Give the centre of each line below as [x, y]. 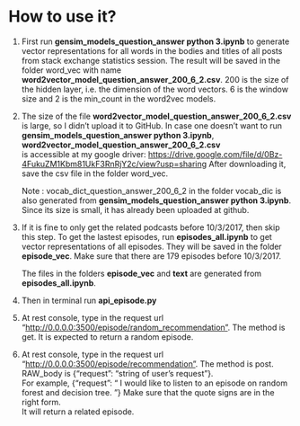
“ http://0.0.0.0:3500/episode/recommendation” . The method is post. [148, 364]
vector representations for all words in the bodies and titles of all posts [152, 50]
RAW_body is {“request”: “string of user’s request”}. [117, 373]
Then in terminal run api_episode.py [89, 300]
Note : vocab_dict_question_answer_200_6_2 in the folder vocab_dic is [151, 191]
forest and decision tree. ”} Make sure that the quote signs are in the [148, 392]
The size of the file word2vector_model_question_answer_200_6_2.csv [156, 116]
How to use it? [62, 17]
